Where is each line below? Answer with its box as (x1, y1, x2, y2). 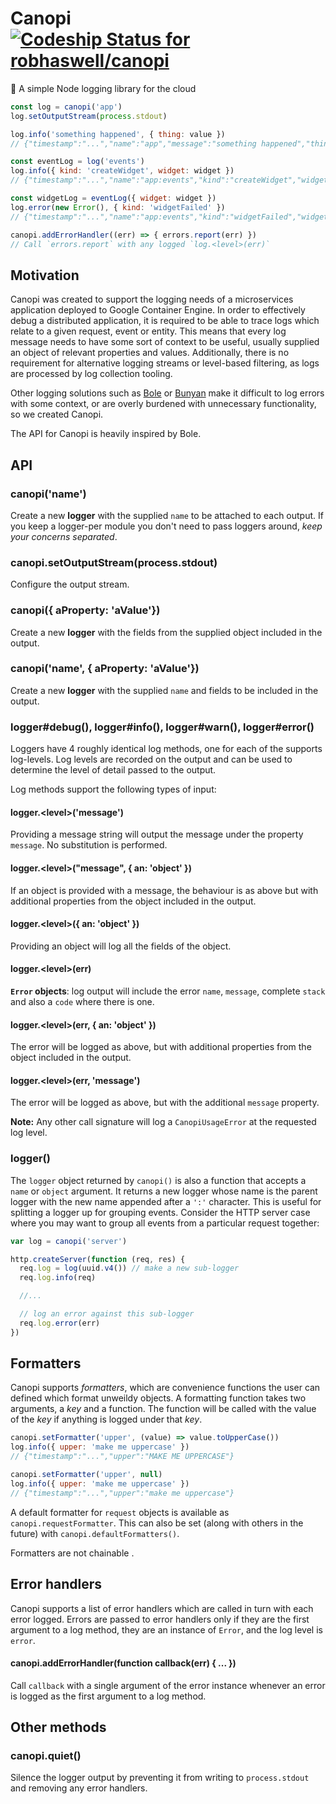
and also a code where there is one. (10, 995, 155, 1007)
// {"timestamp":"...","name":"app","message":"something (10, 138, 257, 149)
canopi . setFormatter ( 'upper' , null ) (10, 1470, 163, 1480)
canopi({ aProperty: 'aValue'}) (10, 603, 161, 617)
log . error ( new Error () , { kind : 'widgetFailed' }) (10, 202, 226, 212)
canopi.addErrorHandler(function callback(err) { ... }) (10, 1657, 237, 1669)
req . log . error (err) (19, 1318, 101, 1328)
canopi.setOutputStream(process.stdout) (10, 555, 218, 569)
